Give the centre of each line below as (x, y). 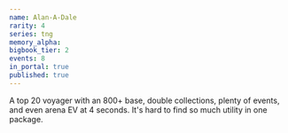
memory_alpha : (35, 42)
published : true (39, 75)
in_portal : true (39, 67)
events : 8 (27, 59)
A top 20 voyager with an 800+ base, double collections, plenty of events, (144, 100)
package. (26, 119)
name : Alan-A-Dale (43, 17)
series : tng (31, 34)
